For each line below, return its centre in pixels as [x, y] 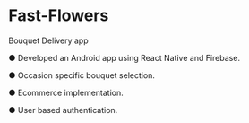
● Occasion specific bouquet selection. [82, 75]
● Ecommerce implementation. [66, 92]
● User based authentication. [63, 110]
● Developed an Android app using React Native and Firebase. [124, 57]
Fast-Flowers [59, 16]
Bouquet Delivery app [48, 40]
